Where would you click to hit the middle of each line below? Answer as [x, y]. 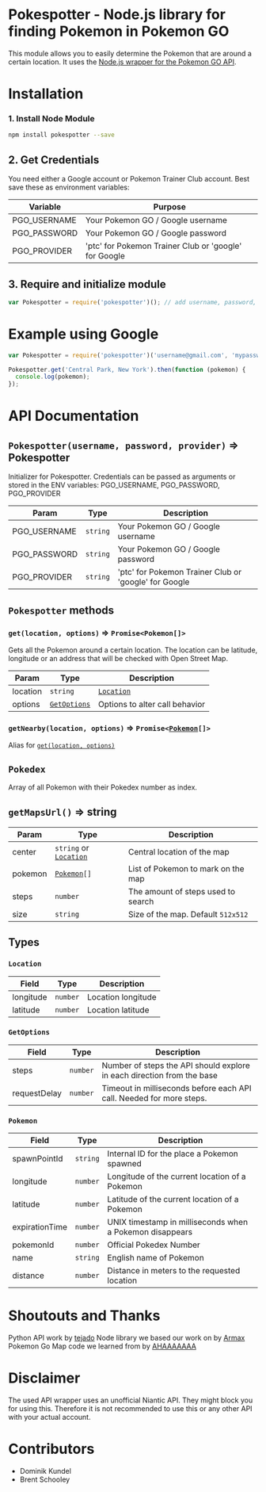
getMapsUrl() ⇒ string [63, 812]
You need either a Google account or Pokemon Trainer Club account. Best [129, 179]
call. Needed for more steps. [154, 1098]
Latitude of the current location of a [173, 1199]
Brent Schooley [45, 1479]
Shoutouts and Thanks [84, 1316]
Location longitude [122, 997]
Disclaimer [44, 1378]
